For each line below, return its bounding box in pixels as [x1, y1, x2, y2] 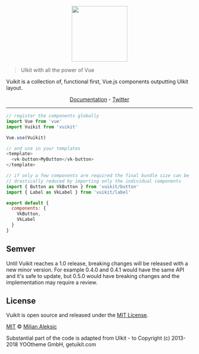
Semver [6, 244, 36, 254]
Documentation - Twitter [69, 96, 130, 103]
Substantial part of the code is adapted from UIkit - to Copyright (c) [6, 334, 171, 342]
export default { [6, 200, 49, 206]
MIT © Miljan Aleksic [6, 323, 57, 330]
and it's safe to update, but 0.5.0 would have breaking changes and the [6, 272, 180, 279]
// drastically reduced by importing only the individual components [6, 178, 182, 184]
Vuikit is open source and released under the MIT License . [6, 312, 149, 319]
